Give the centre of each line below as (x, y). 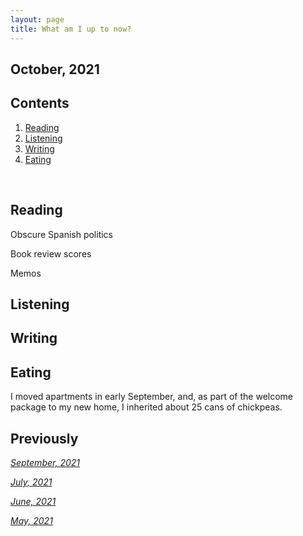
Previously (44, 438)
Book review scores (51, 253)
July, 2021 (31, 482)
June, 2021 (33, 501)
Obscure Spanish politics (62, 234)
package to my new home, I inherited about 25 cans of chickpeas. (146, 407)
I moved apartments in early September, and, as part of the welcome (152, 397)
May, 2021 (31, 520)
